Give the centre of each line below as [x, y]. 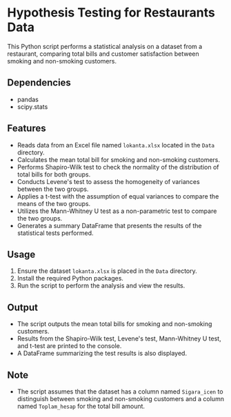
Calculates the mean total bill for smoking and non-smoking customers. [119, 159]
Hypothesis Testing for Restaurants [111, 13]
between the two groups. [53, 189]
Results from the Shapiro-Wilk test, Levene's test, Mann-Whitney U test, [119, 338]
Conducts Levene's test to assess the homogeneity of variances [108, 181]
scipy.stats [32, 106]
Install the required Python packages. [70, 278]
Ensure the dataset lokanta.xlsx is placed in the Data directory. [107, 271]
